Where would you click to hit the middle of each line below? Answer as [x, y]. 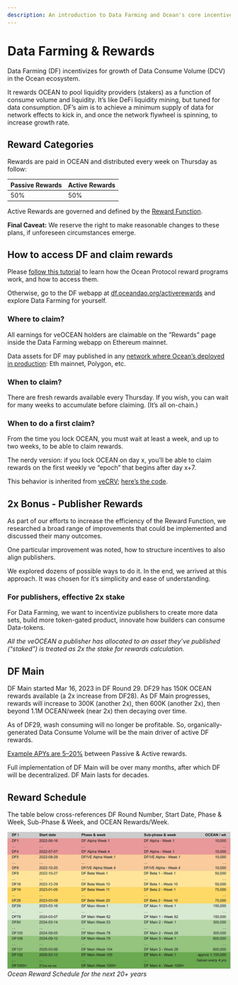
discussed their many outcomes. [55, 536]
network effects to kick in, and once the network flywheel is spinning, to [113, 114]
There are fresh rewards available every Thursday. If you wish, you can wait [118, 397]
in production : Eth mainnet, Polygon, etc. [67, 363]
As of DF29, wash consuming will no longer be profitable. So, [97, 725]
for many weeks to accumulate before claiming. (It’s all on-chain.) [103, 405]
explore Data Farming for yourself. [57, 301]
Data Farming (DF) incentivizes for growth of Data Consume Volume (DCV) [116, 70]
